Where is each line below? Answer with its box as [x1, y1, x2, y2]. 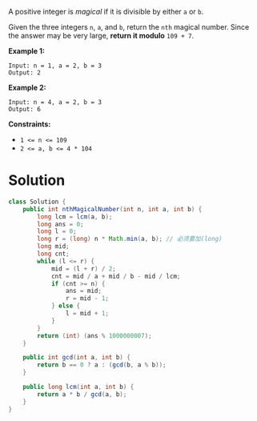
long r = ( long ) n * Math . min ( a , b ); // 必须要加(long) [37, 235, 223, 243]
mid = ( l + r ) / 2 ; [50, 264, 116, 273]
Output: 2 [8, 69, 42, 77]
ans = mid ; [65, 287, 102, 295]
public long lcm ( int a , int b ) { [22, 383, 135, 391]
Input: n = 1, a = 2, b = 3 [8, 62, 102, 70]
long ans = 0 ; [37, 220, 84, 228]
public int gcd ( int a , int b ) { [22, 354, 131, 362]
